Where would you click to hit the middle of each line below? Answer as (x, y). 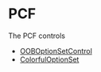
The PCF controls (37, 36)
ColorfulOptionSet (49, 59)
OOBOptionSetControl (56, 51)
